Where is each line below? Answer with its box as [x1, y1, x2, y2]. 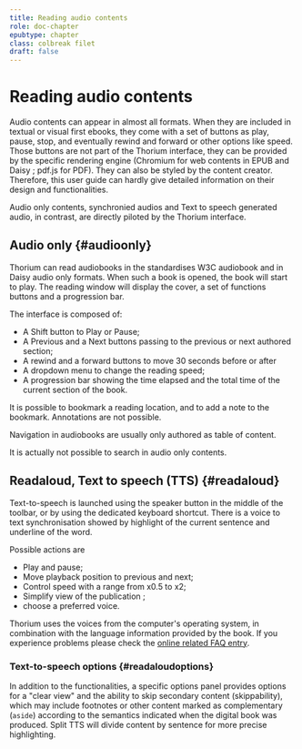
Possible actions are [9, 543, 86, 555]
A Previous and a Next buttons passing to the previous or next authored [22, 336, 292, 347]
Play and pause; [22, 562, 84, 572]
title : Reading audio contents [9, 13, 128, 23]
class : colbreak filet [9, 38, 96, 48]
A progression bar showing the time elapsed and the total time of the [22, 374, 280, 385]
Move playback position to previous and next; [22, 571, 194, 582]
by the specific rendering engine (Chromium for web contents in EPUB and [9, 156, 289, 167]
